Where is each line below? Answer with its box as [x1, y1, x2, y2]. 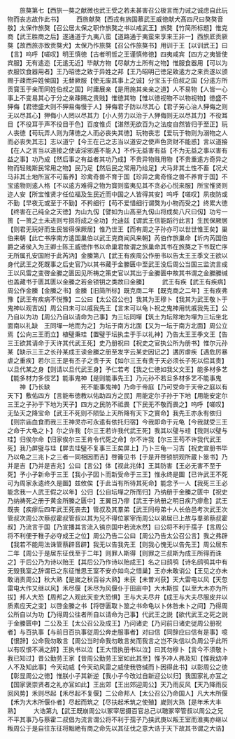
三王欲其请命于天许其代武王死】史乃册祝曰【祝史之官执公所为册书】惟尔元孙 [7, 339, 228, 347]
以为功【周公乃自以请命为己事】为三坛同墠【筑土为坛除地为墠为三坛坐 [19, 312, 222, 321]
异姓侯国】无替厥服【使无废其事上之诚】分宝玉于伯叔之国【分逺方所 [31, 76, 228, 84]
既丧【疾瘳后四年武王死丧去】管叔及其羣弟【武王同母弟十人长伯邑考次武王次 [7, 505, 228, 513]
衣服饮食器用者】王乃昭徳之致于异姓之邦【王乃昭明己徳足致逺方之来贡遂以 [7, 67, 222, 76]
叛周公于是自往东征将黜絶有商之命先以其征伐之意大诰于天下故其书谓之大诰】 [7, 724, 228, 732]
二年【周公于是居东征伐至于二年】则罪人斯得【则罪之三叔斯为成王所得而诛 [7, 549, 222, 557]
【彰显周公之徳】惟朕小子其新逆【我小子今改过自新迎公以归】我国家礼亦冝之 [7, 672, 228, 679]
